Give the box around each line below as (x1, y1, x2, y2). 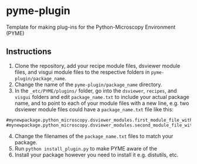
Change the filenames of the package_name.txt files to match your (14, 132, 174, 139)
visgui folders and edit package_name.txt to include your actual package (14, 93, 189, 100)
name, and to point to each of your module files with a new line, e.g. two (14, 100, 189, 107)
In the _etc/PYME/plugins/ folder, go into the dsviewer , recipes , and (14, 87, 177, 94)
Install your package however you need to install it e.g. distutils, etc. (14, 151, 179, 158)
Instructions (6, 47, 52, 57)
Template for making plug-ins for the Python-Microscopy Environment (6, 23, 176, 30)
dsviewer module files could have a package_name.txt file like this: (14, 105, 174, 112)
